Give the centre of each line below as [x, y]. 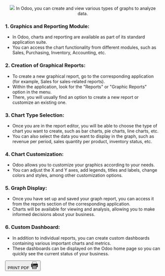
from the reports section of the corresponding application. [71, 204]
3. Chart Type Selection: [35, 115]
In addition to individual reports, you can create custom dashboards [81, 238]
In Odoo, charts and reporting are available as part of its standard [79, 37]
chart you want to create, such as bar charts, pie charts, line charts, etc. [85, 131]
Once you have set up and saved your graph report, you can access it [83, 199]
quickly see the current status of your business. [61, 253]
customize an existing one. [39, 102]
